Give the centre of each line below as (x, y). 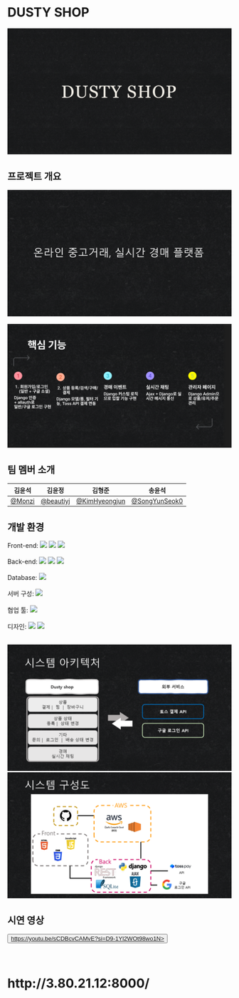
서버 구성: (21, 594)
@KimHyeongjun (101, 501)
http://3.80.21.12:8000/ (79, 983)
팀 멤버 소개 (31, 470)
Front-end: (23, 546)
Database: (22, 578)
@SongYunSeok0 (157, 501)
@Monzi (22, 501)
